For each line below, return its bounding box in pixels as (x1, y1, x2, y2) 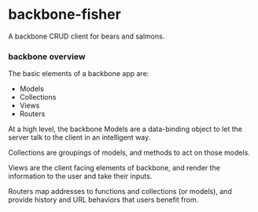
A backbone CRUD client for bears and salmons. (8, 31, 165, 41)
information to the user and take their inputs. (8, 171, 153, 181)
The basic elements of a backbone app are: (8, 69, 149, 79)
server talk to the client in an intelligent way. (8, 133, 151, 142)
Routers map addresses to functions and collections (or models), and (8, 187, 232, 196)
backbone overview (8, 51, 86, 62)
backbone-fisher (8, 5, 122, 24)
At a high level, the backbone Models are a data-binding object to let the (8, 124, 242, 134)
